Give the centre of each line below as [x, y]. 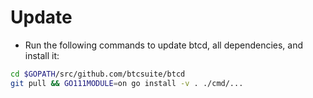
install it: [42, 55]
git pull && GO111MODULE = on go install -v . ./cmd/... [127, 83]
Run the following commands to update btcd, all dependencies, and [164, 45]
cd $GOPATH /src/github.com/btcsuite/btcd [98, 74]
